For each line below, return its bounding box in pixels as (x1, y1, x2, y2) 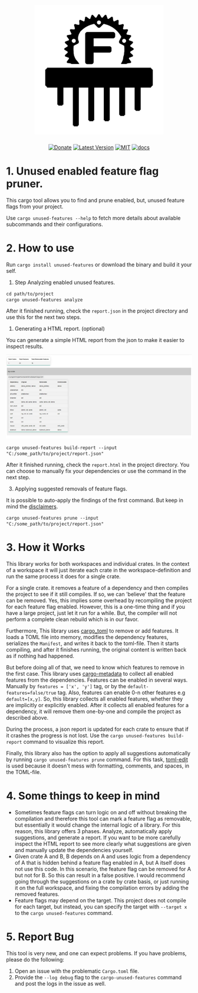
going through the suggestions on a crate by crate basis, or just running (14, 878, 189, 885)
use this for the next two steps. (6, 313, 81, 321)
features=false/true (6, 690, 57, 696)
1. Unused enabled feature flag (6, 165, 159, 178)
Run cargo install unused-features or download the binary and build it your (6, 261, 192, 268)
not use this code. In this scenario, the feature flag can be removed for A (14, 865, 192, 872)
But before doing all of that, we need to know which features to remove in (6, 663, 184, 670)
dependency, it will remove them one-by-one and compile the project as (6, 708, 181, 715)
